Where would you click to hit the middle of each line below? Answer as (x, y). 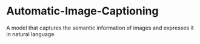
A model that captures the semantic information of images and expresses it (100, 28)
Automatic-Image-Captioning (82, 11)
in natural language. (31, 34)
